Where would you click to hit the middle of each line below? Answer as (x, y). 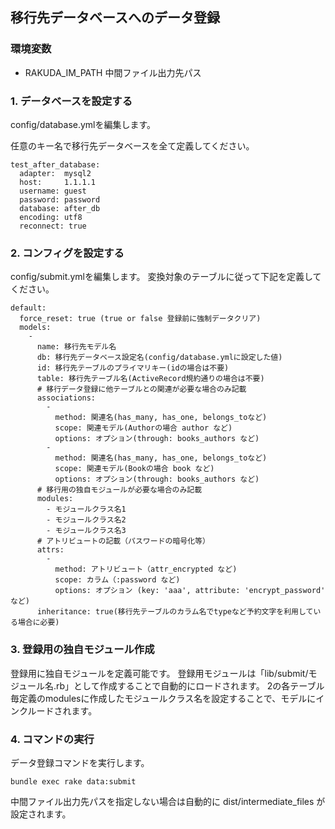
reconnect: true (53, 226)
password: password (60, 199)
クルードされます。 (58, 710)
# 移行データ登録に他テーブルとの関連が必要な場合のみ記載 (141, 389)
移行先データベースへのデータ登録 (115, 18)
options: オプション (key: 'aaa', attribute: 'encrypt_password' (190, 591)
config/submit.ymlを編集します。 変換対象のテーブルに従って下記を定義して (166, 277)
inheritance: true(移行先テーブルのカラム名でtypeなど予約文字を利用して (175, 612)
